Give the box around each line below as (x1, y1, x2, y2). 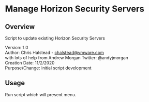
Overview (5, 23, 35, 31)
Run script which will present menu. (5, 91, 76, 97)
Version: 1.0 (5, 45, 29, 50)
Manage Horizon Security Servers (5, 3, 145, 14)
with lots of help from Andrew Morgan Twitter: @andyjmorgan (5, 55, 128, 61)
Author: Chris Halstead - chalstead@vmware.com (5, 50, 104, 55)
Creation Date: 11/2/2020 (5, 60, 55, 65)
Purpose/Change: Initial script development (5, 65, 92, 71)
